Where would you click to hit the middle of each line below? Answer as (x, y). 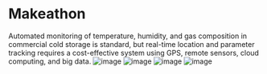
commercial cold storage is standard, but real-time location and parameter (131, 44)
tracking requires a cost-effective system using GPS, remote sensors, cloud (134, 53)
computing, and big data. (50, 61)
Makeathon (47, 14)
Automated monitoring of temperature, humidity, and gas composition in (128, 36)
